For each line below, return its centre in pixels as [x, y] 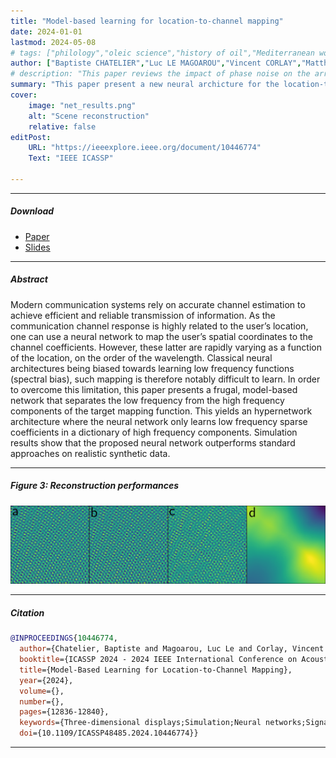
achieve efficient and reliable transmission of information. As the [143, 315]
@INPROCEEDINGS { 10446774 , [64, 638]
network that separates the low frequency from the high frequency [147, 400]
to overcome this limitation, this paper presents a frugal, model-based [154, 389]
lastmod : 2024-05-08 [53, 42]
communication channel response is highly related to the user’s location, [159, 326]
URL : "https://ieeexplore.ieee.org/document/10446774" [145, 148]
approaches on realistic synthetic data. [90, 453]
